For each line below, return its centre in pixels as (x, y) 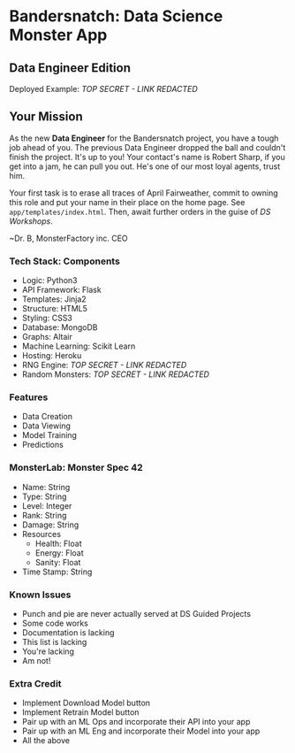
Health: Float (58, 543)
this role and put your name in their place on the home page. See (127, 202)
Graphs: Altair (47, 337)
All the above (46, 741)
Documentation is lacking (68, 633)
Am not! (36, 661)
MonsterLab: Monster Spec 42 (76, 468)
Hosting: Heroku (52, 356)
